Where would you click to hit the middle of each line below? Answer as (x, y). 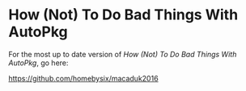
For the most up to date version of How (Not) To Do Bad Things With (123, 54)
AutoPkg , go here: (38, 63)
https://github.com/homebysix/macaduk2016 (84, 78)
